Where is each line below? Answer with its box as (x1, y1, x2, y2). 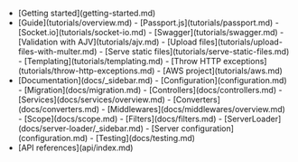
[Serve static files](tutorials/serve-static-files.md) (105, 46, 290, 57)
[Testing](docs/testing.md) (95, 133, 196, 143)
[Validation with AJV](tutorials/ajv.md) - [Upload (17, 36, 198, 47)
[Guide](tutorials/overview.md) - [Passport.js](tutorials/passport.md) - (17, 17, 280, 28)
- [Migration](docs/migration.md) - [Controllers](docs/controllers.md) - (17, 85, 283, 95)
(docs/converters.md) (17, 104, 100, 114)
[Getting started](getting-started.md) (17, 8, 156, 18)
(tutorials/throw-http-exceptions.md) (17, 65, 155, 76)
